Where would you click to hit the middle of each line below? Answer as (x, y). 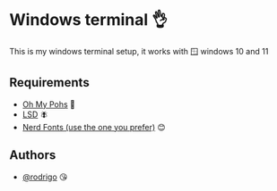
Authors (33, 155)
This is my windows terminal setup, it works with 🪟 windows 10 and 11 (139, 51)
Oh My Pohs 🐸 (49, 104)
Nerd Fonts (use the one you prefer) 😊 (94, 127)
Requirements (49, 83)
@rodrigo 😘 (45, 177)
